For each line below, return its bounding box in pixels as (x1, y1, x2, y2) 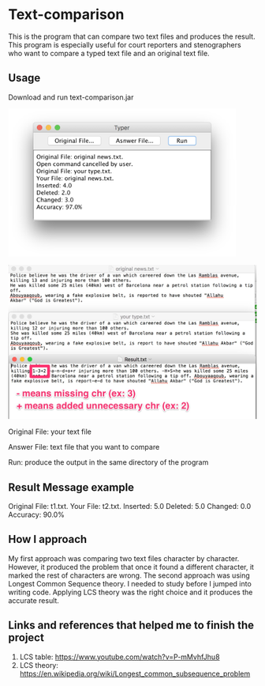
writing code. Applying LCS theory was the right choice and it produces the (8, 587, 253, 597)
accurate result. (8, 595, 59, 605)
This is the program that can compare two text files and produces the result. (8, 32, 256, 41)
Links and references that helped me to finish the (8, 619, 255, 632)
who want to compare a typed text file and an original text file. (8, 48, 211, 58)
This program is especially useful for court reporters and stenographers (8, 40, 242, 49)
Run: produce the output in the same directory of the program (8, 458, 209, 467)
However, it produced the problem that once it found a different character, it (8, 562, 255, 571)
